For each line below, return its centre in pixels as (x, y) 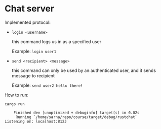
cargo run (15, 104)
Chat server (29, 9)
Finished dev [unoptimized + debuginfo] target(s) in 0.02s (77, 113)
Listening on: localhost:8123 (36, 121)
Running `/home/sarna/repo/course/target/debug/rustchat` (77, 117)
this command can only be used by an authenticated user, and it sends (84, 70)
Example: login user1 (34, 51)
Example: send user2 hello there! (47, 85)
